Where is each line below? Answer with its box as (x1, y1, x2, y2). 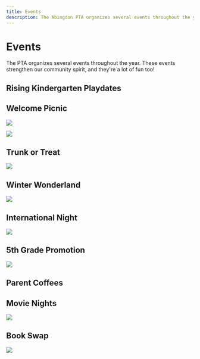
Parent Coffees (6, 278, 64, 288)
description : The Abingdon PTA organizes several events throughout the (6, 14, 190, 20)
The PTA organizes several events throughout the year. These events (6, 60, 176, 67)
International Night (6, 213, 77, 223)
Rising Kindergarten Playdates (6, 83, 122, 93)
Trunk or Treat (6, 147, 61, 158)
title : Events (6, 8, 42, 15)
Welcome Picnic (6, 104, 67, 114)
